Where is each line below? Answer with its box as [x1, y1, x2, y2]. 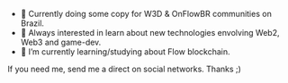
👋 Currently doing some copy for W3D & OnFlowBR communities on [20, 9, 273, 19]
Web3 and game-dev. [20, 37, 102, 47]
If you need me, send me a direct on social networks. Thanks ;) [7, 63, 241, 74]
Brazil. [20, 18, 45, 29]
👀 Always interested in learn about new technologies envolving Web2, [20, 28, 280, 37]
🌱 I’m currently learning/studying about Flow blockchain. [20, 46, 230, 57]
